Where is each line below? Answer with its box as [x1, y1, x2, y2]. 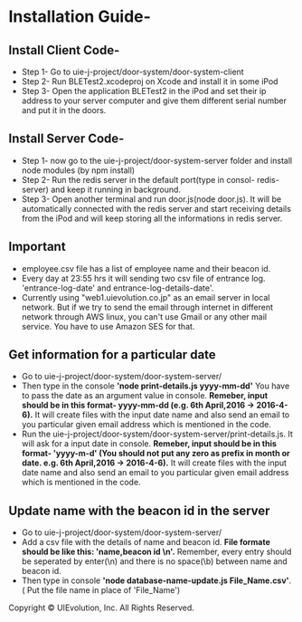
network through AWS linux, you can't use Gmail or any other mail [21, 311, 268, 322]
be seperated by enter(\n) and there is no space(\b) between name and [21, 556, 288, 567]
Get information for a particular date [8, 347, 216, 363]
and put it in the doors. [21, 105, 107, 115]
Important [8, 239, 66, 254]
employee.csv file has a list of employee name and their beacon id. [21, 263, 271, 273]
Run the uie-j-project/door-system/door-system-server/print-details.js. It [21, 428, 293, 440]
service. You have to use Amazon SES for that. [21, 321, 195, 331]
